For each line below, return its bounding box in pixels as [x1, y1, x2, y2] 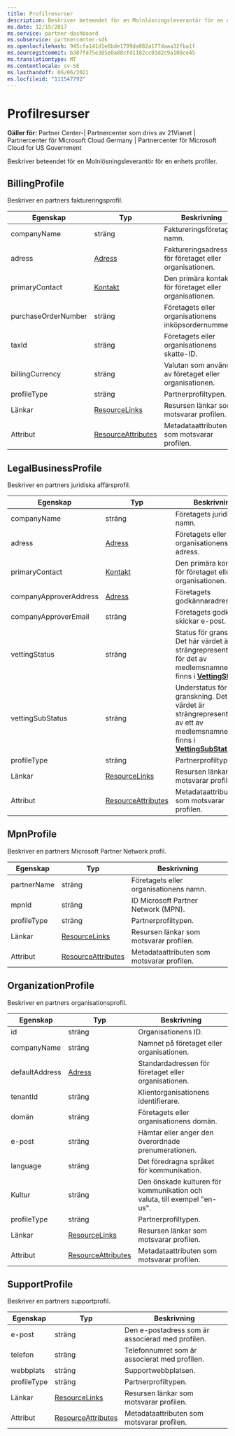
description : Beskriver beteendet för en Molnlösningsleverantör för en [7, 17, 224, 24]
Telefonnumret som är [124, 1346, 197, 1355]
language [10, 1161, 42, 1170]
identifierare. [138, 1096, 180, 1106]
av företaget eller [164, 369, 220, 379]
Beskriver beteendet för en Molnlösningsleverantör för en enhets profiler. [7, 157, 218, 165]
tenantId [10, 1091, 38, 1101]
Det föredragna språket [138, 1156, 215, 1166]
